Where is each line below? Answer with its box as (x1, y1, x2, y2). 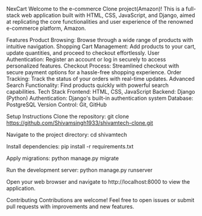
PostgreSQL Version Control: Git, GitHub (6, 101, 107, 108)
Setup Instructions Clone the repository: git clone (6, 113, 129, 120)
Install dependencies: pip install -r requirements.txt (6, 143, 133, 150)
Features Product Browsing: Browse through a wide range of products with (6, 37, 194, 43)
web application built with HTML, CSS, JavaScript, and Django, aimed (21, 12, 195, 19)
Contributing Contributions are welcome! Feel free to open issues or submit (6, 197, 195, 203)
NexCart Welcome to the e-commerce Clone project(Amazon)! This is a (6, 5, 185, 12)
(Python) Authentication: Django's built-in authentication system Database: (6, 94, 194, 102)
